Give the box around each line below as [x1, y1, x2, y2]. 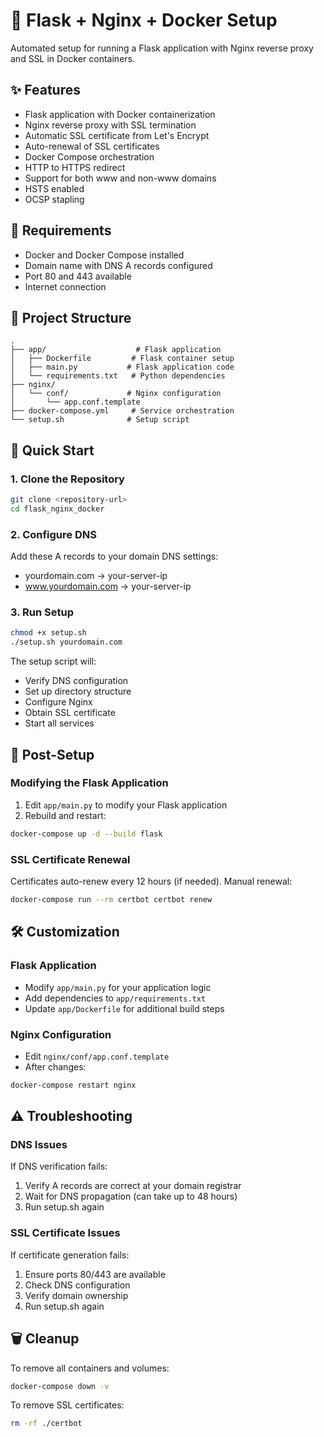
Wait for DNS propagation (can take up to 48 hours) [24, 1190, 238, 1203]
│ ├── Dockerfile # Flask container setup [10, 354, 235, 364]
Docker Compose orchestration [24, 150, 155, 163]
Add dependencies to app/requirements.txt [24, 992, 207, 1004]
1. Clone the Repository [10, 472, 125, 486]
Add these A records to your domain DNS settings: [10, 550, 219, 563]
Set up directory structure [24, 685, 132, 698]
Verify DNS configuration [24, 675, 129, 687]
